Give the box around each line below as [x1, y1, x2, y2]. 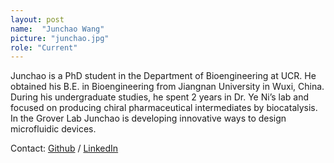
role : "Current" [10, 42, 78, 53]
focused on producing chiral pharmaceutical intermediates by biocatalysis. [10, 102, 318, 114]
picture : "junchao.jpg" [10, 33, 110, 43]
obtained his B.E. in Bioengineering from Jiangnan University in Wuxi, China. [10, 81, 325, 93]
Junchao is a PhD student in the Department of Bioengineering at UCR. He [10, 70, 317, 82]
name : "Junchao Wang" [10, 24, 105, 34]
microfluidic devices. [10, 123, 97, 135]
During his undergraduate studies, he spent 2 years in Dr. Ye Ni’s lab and [10, 91, 310, 103]
